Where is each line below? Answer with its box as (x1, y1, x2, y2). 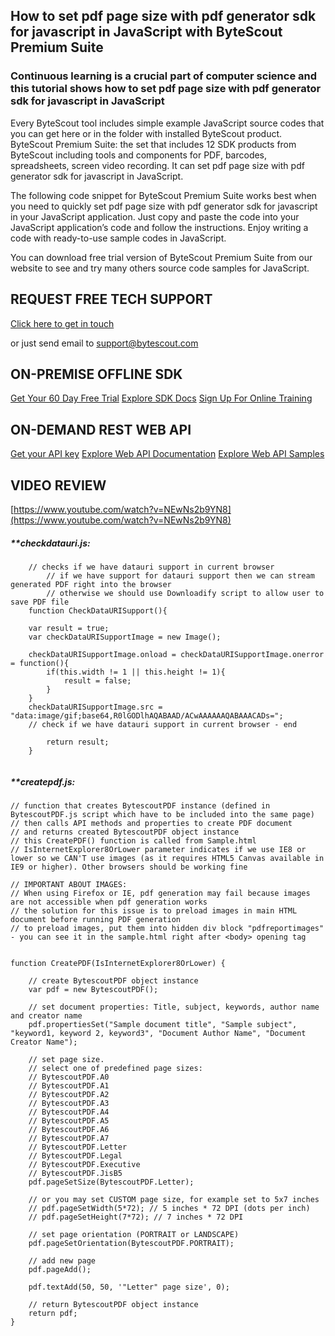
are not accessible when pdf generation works (10, 897, 208, 907)
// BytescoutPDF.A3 (28, 1098, 110, 1108)
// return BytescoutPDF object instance (28, 1299, 199, 1309)
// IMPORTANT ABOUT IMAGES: (10, 879, 128, 889)
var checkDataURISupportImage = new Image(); (28, 632, 222, 642)
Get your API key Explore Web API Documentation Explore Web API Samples (10, 448, 325, 460)
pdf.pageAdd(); (28, 1264, 92, 1274)
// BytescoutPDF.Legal (28, 1150, 123, 1161)
